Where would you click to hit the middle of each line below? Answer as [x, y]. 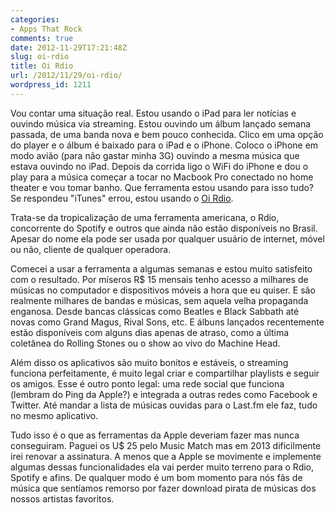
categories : [35, 19]
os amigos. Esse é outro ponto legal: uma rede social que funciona [147, 383]
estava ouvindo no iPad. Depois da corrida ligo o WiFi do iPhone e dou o [159, 166]
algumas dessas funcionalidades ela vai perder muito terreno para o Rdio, [162, 467]
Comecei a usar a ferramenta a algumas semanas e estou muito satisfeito [161, 268]
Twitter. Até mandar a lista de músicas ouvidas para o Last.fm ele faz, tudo [164, 405]
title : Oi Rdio [42, 66]
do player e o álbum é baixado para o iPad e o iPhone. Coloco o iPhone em [164, 145]
